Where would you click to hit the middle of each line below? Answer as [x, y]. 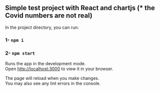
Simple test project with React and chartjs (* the [80, 8]
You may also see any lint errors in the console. [53, 83]
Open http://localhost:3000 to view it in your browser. [59, 69]
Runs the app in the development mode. [45, 64]
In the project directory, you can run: [42, 27]
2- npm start [20, 53]
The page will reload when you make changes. [52, 78]
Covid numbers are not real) [49, 16]
